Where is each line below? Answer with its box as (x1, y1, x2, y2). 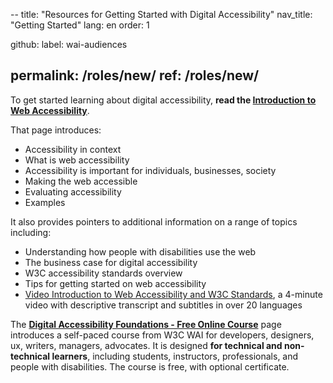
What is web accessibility (24, 154, 130, 166)
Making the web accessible (24, 175, 138, 187)
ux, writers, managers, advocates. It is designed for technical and (10, 339, 283, 351)
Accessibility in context (24, 143, 122, 155)
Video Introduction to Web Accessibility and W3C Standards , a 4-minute (24, 288, 323, 300)
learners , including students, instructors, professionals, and (51, 350, 299, 362)
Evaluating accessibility (24, 185, 122, 198)
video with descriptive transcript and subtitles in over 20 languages (24, 299, 303, 311)
